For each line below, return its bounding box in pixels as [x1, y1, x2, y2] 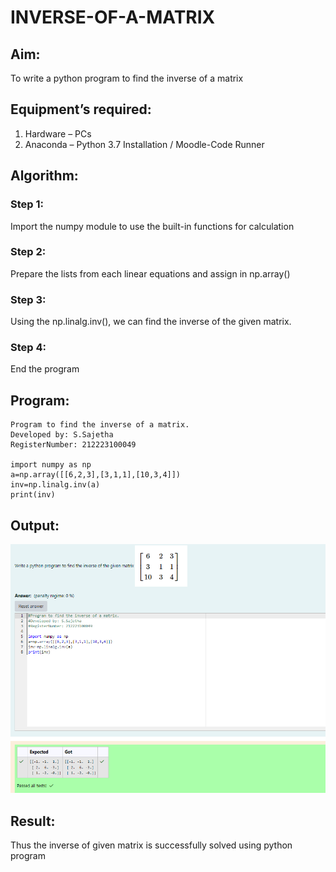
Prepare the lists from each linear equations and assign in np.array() [10, 267, 291, 280]
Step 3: [10, 292, 47, 306]
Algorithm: [10, 167, 79, 185]
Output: [10, 517, 60, 534]
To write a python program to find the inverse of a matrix [10, 72, 244, 84]
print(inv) [10, 490, 56, 500]
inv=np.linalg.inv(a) [10, 480, 101, 490]
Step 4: [10, 341, 47, 355]
